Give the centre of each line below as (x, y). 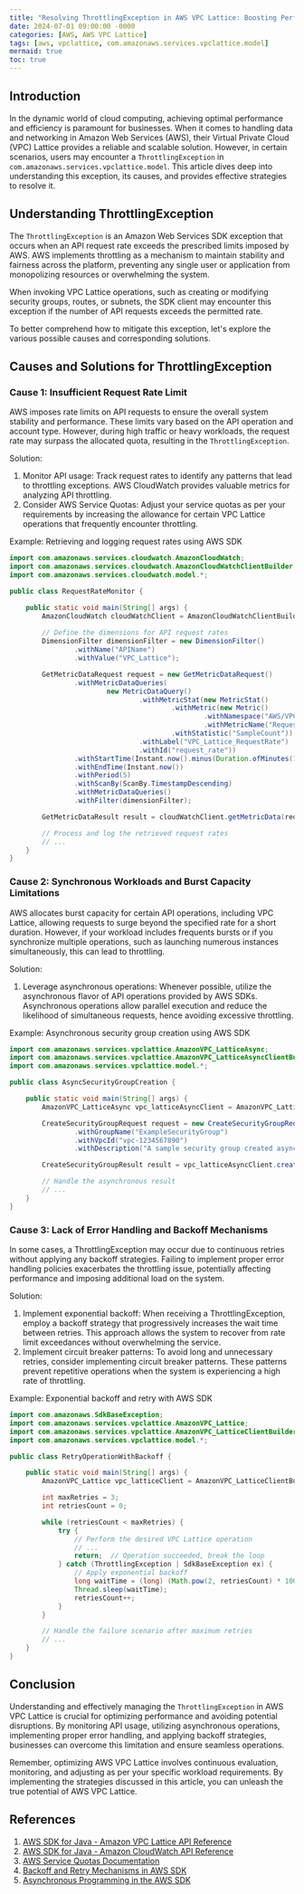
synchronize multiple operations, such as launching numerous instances (144, 941)
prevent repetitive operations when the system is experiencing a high (151, 1371)
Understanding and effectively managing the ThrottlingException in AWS (147, 1706)
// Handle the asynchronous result (109, 1182)
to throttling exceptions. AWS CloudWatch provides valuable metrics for (156, 486)
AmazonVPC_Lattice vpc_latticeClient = (117, 1481)
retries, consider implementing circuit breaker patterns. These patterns (155, 1362)
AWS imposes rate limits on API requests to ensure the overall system (139, 412)
